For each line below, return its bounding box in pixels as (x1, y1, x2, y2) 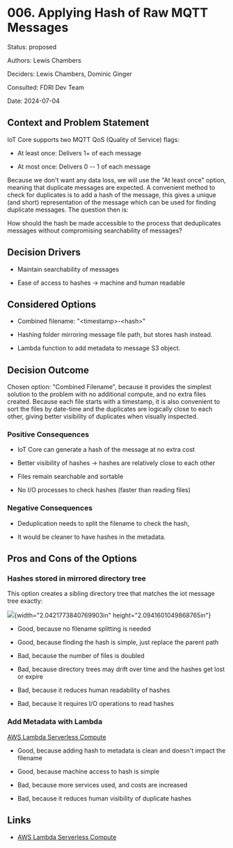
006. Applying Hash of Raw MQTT (7, 5, 209, 21)
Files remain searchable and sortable (17, 472, 124, 481)
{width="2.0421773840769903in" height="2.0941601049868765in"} (14, 611, 211, 620)
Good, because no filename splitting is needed (17, 625, 152, 633)
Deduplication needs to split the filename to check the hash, (17, 519, 190, 527)
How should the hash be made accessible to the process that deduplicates (7, 219, 221, 227)
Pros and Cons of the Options (7, 553, 137, 565)
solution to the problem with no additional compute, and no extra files (7, 390, 207, 398)
